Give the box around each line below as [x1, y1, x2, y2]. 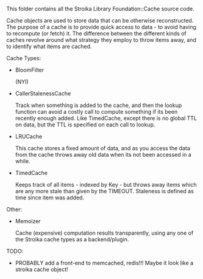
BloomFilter [15, 66, 45, 74]
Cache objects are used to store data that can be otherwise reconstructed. [6, 17, 194, 24]
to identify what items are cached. [6, 43, 92, 50]
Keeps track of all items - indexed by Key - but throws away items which [15, 181, 197, 188]
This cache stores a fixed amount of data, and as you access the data [15, 145, 191, 151]
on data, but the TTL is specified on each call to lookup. [15, 121, 155, 128]
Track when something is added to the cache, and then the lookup [15, 102, 182, 109]
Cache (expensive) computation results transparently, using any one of [15, 229, 194, 236]
